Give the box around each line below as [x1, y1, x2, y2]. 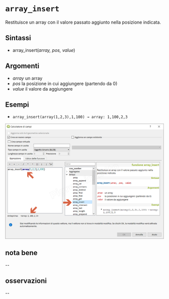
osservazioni [5, 277, 47, 285]
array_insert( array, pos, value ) [12, 47, 75, 53]
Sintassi [5, 34, 31, 42]
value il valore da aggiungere [12, 86, 73, 92]
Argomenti [5, 62, 39, 70]
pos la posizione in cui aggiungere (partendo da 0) [12, 81, 118, 87]
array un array [12, 75, 43, 81]
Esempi [5, 100, 29, 109]
